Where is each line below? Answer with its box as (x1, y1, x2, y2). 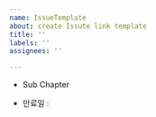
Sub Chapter (22, 79, 70, 90)
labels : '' (9, 38, 50, 48)
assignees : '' (9, 47, 63, 56)
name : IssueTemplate (9, 13, 87, 22)
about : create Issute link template (9, 22, 147, 31)
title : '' (9, 30, 47, 39)
